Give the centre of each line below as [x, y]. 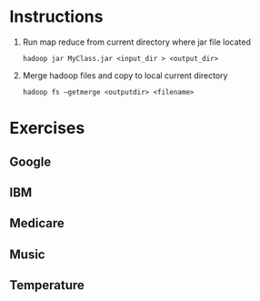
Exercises [47, 128]
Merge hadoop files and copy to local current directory [125, 75]
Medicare [37, 223]
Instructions [56, 17]
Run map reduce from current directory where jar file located [137, 42]
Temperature [47, 285]
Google [30, 161]
